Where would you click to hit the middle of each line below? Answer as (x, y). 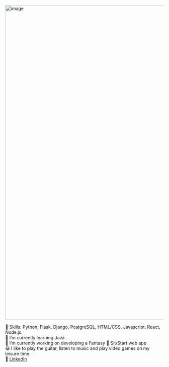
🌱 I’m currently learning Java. (36, 338)
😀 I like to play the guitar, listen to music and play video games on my (77, 348)
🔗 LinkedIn (16, 359)
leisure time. (18, 354)
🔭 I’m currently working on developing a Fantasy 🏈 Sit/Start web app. (76, 343)
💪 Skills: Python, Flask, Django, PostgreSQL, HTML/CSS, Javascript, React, (83, 327)
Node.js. (14, 332)
